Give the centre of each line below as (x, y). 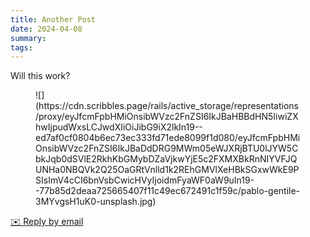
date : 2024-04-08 (46, 29)
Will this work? (40, 76)
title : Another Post (53, 19)
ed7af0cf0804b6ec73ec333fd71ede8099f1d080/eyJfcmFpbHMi (168, 138)
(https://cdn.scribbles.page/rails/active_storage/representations (167, 106)
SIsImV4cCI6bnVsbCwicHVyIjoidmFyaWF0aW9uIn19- (145, 180)
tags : (21, 47)
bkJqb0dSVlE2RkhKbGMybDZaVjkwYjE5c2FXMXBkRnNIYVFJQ (166, 159)
